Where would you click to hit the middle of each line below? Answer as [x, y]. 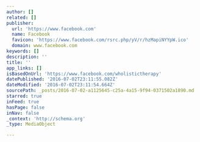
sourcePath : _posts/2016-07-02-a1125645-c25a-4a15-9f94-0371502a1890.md [100, 91]
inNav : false [23, 113]
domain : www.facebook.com [45, 46]
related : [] [21, 18]
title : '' [19, 62]
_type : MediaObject [31, 124]
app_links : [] [24, 68]
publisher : [20, 23]
